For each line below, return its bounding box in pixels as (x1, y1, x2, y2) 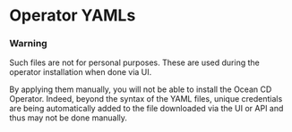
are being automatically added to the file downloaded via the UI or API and (9, 103, 284, 114)
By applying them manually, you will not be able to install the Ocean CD (9, 84, 272, 95)
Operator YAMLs (9, 5, 136, 26)
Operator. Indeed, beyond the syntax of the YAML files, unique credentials (9, 94, 283, 104)
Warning (9, 37, 47, 50)
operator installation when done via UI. (9, 67, 152, 78)
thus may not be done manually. (9, 112, 128, 123)
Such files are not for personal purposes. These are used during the (9, 57, 260, 68)
